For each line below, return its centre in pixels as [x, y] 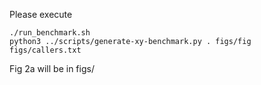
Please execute [41, 14]
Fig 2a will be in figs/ [52, 68]
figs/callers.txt [45, 50]
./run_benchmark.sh [50, 33]
